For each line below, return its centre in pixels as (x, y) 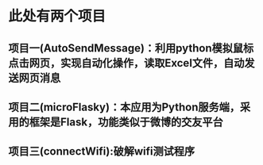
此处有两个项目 (57, 16)
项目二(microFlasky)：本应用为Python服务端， (124, 107)
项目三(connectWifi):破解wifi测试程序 (102, 152)
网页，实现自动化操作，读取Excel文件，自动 (137, 63)
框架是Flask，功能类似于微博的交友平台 (126, 122)
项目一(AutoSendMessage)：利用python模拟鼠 (126, 48)
